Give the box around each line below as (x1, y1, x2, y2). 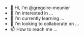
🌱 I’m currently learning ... (10, 15, 65, 21)
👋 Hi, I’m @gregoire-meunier (10, 5, 70, 10)
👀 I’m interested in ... (10, 10, 53, 16)
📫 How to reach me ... (10, 26, 58, 32)
